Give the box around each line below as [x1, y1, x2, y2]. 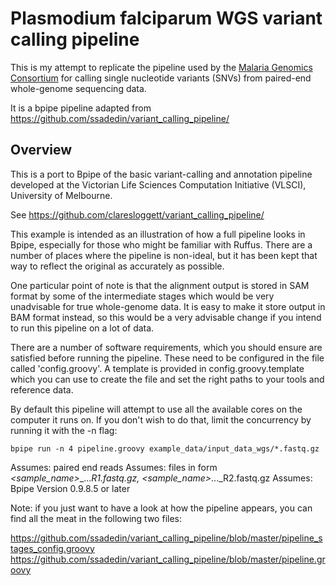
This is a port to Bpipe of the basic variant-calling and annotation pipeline [10, 168, 313, 180]
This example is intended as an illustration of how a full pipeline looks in [10, 228, 306, 240]
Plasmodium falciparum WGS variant [10, 7, 323, 30]
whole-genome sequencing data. [10, 82, 147, 94]
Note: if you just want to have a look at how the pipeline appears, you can [10, 502, 313, 514]
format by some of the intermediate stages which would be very [10, 290, 275, 302]
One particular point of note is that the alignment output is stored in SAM [10, 279, 310, 291]
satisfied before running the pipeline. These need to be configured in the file [10, 352, 325, 364]
